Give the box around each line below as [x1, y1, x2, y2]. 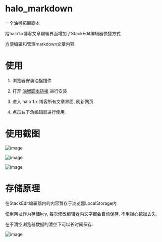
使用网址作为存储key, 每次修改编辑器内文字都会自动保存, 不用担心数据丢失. [5, 211, 158, 217]
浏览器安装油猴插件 [12, 77, 52, 83]
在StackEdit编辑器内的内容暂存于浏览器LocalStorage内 [5, 200, 117, 206]
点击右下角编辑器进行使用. [12, 109, 66, 115]
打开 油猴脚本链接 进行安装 [12, 88, 67, 94]
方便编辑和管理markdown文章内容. [5, 41, 76, 47]
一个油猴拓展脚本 [5, 20, 40, 26]
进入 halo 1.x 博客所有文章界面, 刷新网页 [12, 98, 94, 104]
